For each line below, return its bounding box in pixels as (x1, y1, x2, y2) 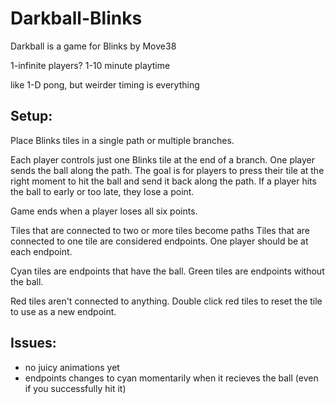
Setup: (10, 108, 53, 125)
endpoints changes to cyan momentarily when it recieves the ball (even (24, 372, 319, 384)
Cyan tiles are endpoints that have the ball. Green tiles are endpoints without (10, 265, 325, 277)
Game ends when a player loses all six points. (10, 205, 198, 217)
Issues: (10, 335, 57, 352)
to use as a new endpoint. (10, 305, 117, 317)
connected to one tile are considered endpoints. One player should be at (10, 235, 309, 247)
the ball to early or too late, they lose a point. (10, 185, 195, 197)
